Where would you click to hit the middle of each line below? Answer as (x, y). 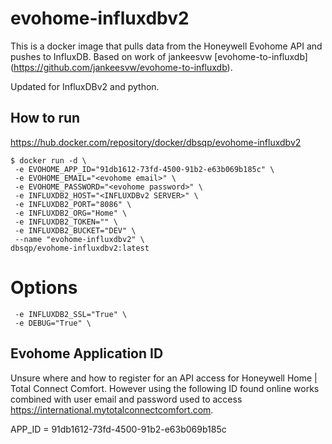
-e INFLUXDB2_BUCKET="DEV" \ (75, 230)
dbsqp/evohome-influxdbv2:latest (80, 248)
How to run (45, 118)
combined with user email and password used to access (126, 399)
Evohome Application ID (87, 353)
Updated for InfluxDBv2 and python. (85, 86)
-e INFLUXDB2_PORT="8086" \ (73, 204)
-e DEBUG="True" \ (53, 323)
